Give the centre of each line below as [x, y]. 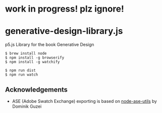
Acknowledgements [36, 89]
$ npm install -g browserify [35, 58]
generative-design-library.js [64, 31]
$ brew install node [26, 54]
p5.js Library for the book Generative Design [50, 45]
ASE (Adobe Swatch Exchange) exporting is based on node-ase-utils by [84, 101]
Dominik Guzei [27, 106]
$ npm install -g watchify [32, 62]
